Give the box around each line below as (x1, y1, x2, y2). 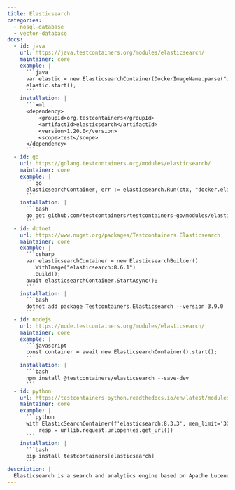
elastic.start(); (25, 82, 77, 89)
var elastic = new (25, 75, 80, 83)
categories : (7, 17, 42, 24)
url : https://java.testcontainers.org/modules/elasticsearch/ (20, 50, 205, 57)
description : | (7, 466, 52, 473)
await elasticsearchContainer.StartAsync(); (25, 277, 158, 284)
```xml (25, 101, 45, 108)
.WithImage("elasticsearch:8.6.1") (32, 264, 136, 271)
